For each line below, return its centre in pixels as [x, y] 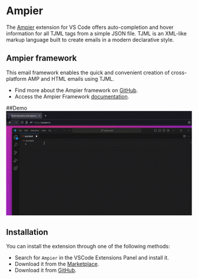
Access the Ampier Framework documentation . [72, 96]
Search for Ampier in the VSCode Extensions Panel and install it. [92, 258]
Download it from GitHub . [45, 270]
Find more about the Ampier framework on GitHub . [76, 90]
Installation [27, 232]
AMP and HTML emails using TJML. [71, 78]
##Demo [17, 108]
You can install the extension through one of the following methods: [88, 247]
